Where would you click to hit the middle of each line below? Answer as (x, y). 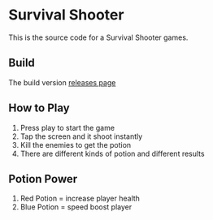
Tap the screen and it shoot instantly (81, 136)
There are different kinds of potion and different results (112, 153)
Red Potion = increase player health (80, 198)
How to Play (39, 108)
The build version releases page (62, 82)
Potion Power (43, 179)
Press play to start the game (67, 127)
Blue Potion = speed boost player (76, 207)
